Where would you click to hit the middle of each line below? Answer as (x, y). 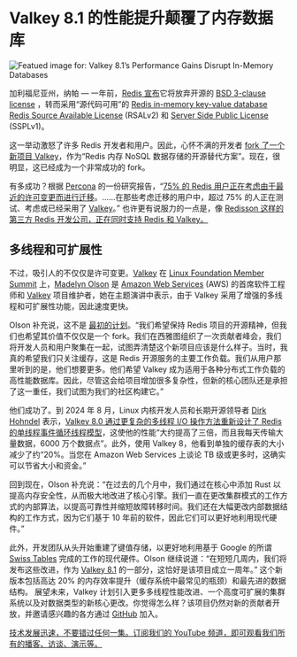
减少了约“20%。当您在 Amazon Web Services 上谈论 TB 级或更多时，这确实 (148, 454)
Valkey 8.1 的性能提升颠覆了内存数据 (141, 18)
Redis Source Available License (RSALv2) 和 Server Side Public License (139, 115)
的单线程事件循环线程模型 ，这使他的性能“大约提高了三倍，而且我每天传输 (143, 432)
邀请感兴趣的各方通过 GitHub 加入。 (98, 614)
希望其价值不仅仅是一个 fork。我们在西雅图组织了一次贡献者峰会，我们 (153, 336)
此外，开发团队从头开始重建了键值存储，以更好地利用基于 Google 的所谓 (141, 547)
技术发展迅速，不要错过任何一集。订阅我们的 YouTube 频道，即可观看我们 (144, 632)
